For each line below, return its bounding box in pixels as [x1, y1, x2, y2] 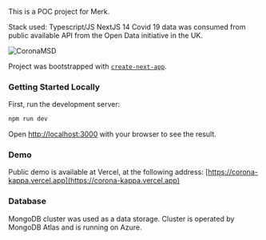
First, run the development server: [8, 100, 121, 109]
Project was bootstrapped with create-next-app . [8, 61, 167, 71]
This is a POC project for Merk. [8, 7, 110, 16]
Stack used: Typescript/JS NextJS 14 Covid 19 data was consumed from [8, 22, 246, 31]
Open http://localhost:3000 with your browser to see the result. [8, 129, 217, 139]
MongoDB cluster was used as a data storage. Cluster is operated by [8, 214, 235, 223]
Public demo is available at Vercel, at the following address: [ [8, 167, 208, 177]
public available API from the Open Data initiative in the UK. [8, 31, 204, 40]
